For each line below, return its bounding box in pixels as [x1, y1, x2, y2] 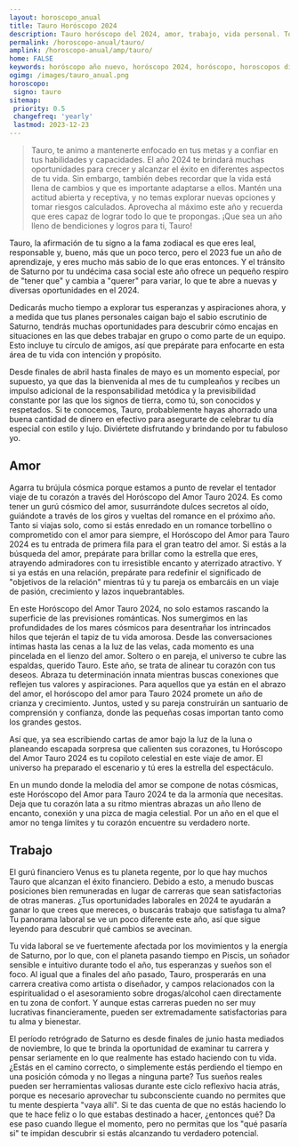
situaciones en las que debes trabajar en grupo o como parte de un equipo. [9, 331, 287, 341]
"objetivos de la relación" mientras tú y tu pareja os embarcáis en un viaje [9, 576, 279, 587]
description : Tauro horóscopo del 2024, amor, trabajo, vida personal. [9, 29, 280, 38]
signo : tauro [12, 87, 62, 96]
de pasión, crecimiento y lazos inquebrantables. [9, 586, 185, 597]
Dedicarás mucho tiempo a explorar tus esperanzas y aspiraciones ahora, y [9, 302, 287, 312]
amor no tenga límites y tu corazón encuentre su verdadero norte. [9, 817, 251, 828]
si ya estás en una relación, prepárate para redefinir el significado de [9, 566, 262, 578]
